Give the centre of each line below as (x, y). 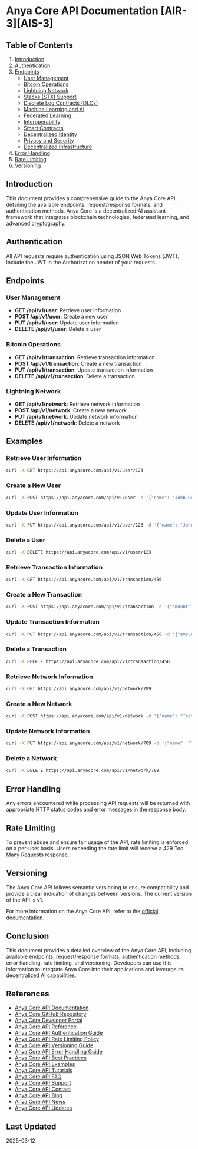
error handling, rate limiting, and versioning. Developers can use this (89, 963)
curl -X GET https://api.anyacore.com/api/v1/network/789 (79, 688)
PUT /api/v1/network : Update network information (76, 416)
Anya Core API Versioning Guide (54, 1045)
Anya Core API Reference (45, 1027)
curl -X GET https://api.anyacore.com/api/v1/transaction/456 (84, 580)
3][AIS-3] (30, 23)
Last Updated (31, 1126)
